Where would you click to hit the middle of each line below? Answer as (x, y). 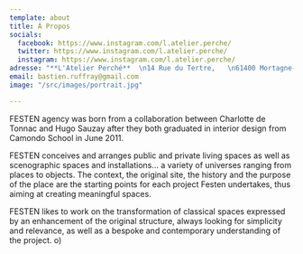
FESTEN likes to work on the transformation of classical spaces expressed (147, 211)
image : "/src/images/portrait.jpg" (76, 85)
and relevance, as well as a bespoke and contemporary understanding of (145, 230)
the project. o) (36, 240)
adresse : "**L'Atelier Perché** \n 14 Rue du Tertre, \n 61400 (133, 69)
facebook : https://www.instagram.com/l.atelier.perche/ (124, 43)
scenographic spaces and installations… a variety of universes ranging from (150, 165)
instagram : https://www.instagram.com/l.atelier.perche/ (127, 60)
